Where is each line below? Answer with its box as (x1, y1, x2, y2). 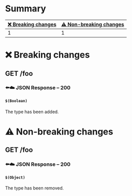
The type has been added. (5, 109, 59, 115)
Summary (5, 3, 46, 14)
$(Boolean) (5, 99, 28, 104)
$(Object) (5, 175, 26, 180)
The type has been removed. (5, 185, 64, 191)
